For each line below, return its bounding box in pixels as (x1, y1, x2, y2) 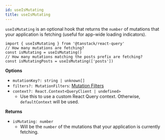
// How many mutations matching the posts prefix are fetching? (5, 54, 143, 59)
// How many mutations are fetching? (5, 45, 85, 50)
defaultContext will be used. (20, 99, 79, 105)
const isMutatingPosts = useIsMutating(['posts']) (5, 58, 114, 63)
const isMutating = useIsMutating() (5, 50, 82, 55)
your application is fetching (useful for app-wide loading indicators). (5, 31, 147, 37)
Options (5, 67, 23, 74)
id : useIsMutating (5, 7, 44, 13)
